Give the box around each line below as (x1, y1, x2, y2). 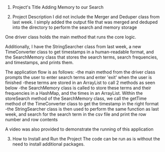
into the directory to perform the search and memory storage (12, 24, 137, 30)
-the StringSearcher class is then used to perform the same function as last (5, 106, 159, 112)
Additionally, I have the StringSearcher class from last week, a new (5, 44, 141, 49)
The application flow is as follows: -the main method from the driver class (5, 69, 156, 75)
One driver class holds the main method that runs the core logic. (5, 34, 136, 40)
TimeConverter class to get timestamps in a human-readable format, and (5, 49, 154, 55)
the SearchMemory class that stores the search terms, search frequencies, (5, 54, 159, 60)
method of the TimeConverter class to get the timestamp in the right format (5, 101, 159, 106)
